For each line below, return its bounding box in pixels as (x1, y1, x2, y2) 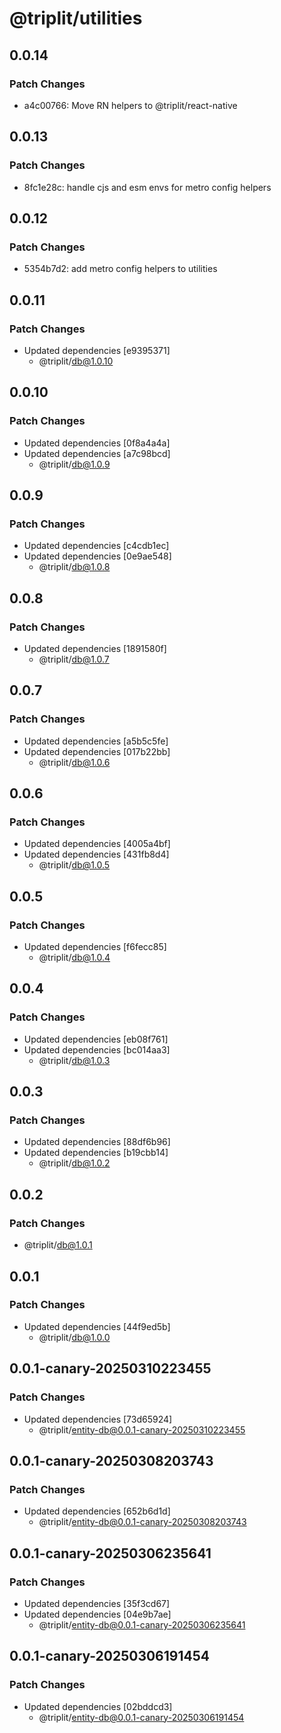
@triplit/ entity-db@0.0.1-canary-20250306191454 (38, 1711, 245, 1723)
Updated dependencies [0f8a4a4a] (23, 437, 171, 449)
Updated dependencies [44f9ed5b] (23, 1320, 171, 1332)
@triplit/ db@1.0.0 (38, 1331, 111, 1343)
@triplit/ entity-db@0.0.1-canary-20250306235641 (38, 1618, 246, 1631)
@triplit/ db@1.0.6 (38, 756, 111, 768)
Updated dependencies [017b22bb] (23, 745, 171, 757)
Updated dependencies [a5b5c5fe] (23, 735, 169, 747)
